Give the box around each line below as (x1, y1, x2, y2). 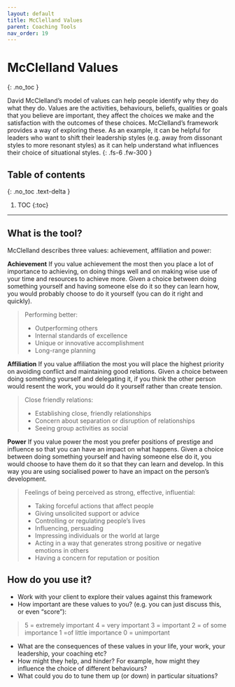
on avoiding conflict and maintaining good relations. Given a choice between (7, 367, 228, 375)
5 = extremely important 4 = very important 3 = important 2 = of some (24, 621, 227, 629)
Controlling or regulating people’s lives (34, 516, 145, 525)
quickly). (7, 296, 33, 305)
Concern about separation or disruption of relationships (34, 417, 196, 425)
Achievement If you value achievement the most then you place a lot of (7, 259, 214, 268)
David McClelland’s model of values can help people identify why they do (7, 96, 219, 105)
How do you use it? (7, 574, 92, 586)
